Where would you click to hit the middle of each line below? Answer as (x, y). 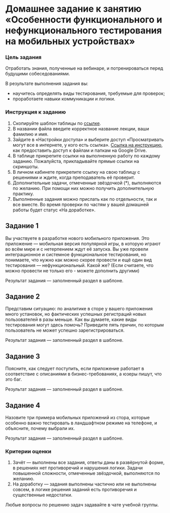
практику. (23, 194)
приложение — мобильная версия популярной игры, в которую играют (83, 244)
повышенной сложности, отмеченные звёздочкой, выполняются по (86, 473)
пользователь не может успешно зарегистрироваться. (65, 330)
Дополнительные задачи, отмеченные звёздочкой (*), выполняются (87, 183)
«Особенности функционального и (84, 20)
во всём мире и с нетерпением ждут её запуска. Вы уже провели (77, 249)
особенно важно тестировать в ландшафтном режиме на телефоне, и (81, 423)
